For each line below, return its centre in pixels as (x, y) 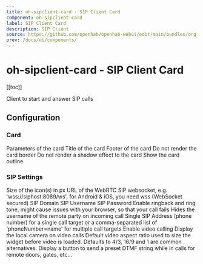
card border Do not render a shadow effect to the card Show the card (93, 155)
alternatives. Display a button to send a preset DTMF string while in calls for (101, 248)
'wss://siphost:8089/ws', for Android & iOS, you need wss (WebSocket (95, 196)
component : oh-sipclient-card (45, 18)
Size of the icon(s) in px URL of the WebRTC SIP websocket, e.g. (87, 190)
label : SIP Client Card (36, 23)
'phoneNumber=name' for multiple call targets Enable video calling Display (100, 229)
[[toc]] (14, 87)
